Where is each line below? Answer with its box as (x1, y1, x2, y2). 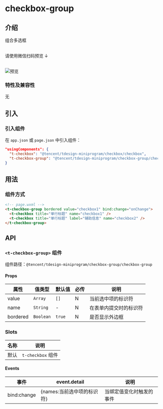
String (33, 305, 49, 311)
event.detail (56, 378, 84, 385)
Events (5, 366, 19, 372)
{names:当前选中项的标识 (40, 388, 98, 395)
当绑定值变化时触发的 (104, 388, 154, 395)
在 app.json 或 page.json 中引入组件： (5, 137, 81, 143)
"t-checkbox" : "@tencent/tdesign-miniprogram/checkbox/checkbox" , (9, 151, 147, 156)
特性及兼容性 (5, 81, 35, 88)
